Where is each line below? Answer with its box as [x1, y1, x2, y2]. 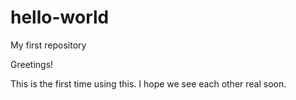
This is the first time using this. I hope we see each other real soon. [10, 77, 287, 90]
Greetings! [10, 58, 54, 70]
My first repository [10, 39, 87, 51]
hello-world [10, 6, 110, 29]
